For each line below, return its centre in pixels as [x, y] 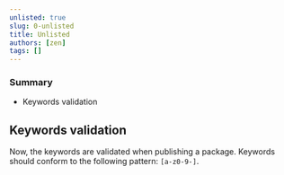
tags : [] [26, 51]
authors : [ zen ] [38, 43]
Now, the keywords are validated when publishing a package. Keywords [142, 152]
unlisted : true [38, 17]
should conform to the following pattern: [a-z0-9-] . [104, 162]
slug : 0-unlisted [42, 26]
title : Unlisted [40, 34]
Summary [31, 83]
